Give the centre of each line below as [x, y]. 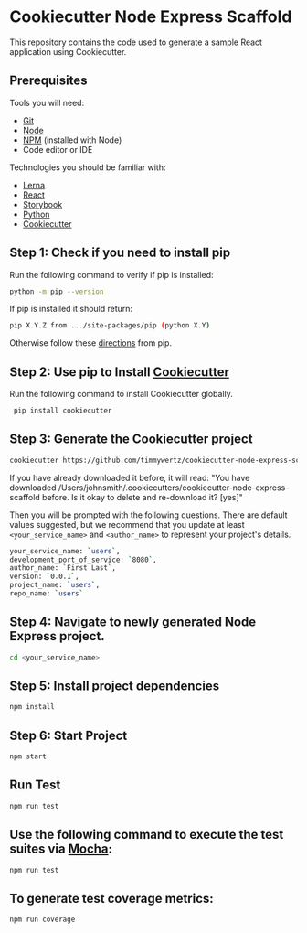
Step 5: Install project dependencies [115, 686]
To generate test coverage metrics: [112, 898]
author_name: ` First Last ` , [63, 568]
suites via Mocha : [61, 849]
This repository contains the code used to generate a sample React [136, 42]
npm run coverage [42, 920]
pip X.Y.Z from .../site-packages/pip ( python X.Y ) [110, 326]
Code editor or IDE [58, 149]
